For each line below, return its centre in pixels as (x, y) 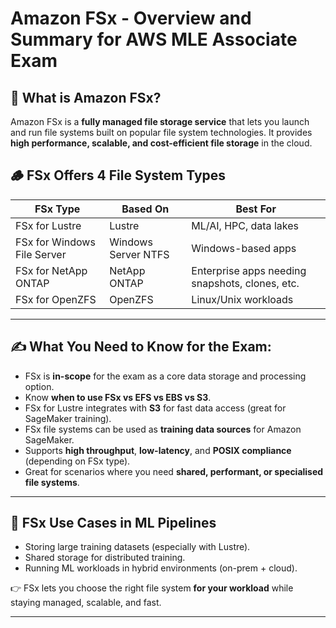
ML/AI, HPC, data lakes (245, 225)
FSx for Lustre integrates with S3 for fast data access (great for (155, 408)
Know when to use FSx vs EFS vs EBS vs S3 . (118, 397)
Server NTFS (139, 254)
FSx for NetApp (51, 270)
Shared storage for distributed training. (105, 558)
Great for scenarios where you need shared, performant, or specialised (174, 471)
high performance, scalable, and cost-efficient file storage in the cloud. (161, 143)
